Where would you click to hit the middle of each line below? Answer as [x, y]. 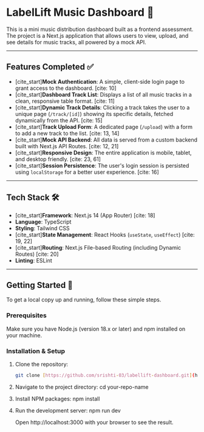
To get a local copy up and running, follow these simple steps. [84, 300]
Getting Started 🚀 [40, 285]
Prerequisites [26, 315]
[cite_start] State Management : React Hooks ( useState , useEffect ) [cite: [105, 235]
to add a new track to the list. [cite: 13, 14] [67, 133]
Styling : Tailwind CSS [42, 228]
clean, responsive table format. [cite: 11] [65, 101]
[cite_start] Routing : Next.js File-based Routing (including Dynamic [98, 247]
